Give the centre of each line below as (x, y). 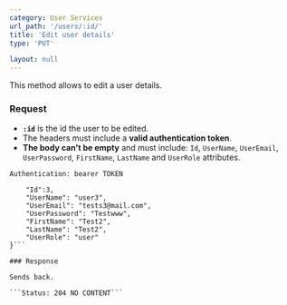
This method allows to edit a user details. (86, 85)
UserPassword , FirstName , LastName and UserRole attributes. (131, 157)
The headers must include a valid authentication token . (127, 138)
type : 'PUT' (32, 43)
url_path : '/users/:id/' (56, 26)
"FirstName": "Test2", (68, 222)
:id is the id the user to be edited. (86, 129)
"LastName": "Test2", (66, 230)
